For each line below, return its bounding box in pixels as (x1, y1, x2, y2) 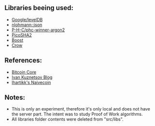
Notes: (4, 94, 25, 102)
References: (4, 56, 42, 65)
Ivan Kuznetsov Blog (11, 74, 53, 80)
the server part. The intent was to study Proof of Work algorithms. (11, 111, 143, 117)
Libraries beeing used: (4, 4, 73, 12)
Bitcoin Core (11, 69, 37, 75)
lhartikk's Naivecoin (11, 79, 51, 85)
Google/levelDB (11, 16, 43, 22)
